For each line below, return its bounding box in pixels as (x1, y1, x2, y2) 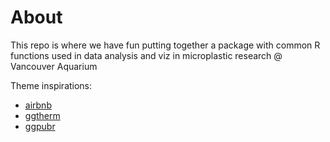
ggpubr (24, 120, 56, 132)
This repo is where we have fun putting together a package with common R (10, 39, 321, 51)
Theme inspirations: (10, 79, 93, 91)
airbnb (24, 99, 52, 111)
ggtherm (24, 109, 61, 121)
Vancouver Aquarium (10, 60, 98, 72)
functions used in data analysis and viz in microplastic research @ (10, 49, 283, 61)
